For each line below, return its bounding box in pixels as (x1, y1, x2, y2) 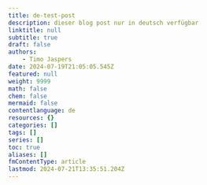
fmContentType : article (8, 158, 87, 166)
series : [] (8, 135, 44, 144)
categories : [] (8, 121, 58, 129)
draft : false (8, 41, 51, 49)
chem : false (8, 92, 47, 100)
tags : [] (8, 128, 37, 136)
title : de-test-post (8, 11, 76, 20)
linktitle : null (8, 26, 61, 34)
